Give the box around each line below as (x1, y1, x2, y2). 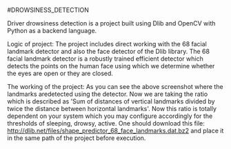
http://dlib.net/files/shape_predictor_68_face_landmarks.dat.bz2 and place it (7, 127, 224, 135)
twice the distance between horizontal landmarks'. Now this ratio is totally (7, 105, 217, 112)
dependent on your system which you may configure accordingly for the (7, 112, 213, 120)
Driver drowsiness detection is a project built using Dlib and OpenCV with (7, 19, 216, 27)
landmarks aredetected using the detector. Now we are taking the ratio (7, 90, 208, 98)
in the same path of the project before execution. (7, 134, 146, 142)
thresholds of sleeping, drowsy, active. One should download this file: (7, 119, 205, 127)
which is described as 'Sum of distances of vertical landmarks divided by (7, 97, 215, 106)
